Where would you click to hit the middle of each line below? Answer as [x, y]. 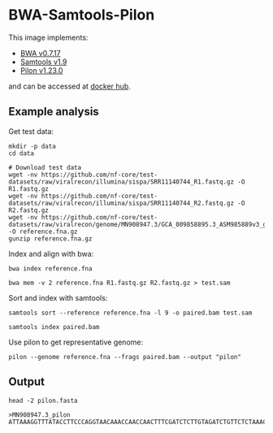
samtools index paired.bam [54, 327]
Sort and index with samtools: [58, 297]
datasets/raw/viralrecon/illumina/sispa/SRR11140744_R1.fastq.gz [121, 182]
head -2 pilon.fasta [43, 401]
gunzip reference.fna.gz [50, 238]
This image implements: [48, 37]
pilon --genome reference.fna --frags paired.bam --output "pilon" [125, 357]
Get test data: [31, 131]
